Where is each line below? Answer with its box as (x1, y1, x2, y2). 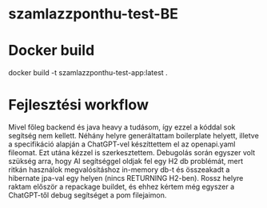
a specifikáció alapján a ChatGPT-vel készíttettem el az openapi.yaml (8, 139, 236, 149)
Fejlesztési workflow (8, 96, 149, 114)
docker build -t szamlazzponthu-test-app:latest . (8, 68, 168, 78)
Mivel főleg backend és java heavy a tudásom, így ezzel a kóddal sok (8, 122, 236, 132)
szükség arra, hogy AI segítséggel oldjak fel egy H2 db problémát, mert (8, 157, 244, 166)
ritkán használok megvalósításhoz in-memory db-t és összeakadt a (8, 165, 230, 174)
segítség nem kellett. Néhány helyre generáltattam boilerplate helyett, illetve (8, 131, 260, 141)
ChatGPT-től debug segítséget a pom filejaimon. (8, 190, 167, 200)
